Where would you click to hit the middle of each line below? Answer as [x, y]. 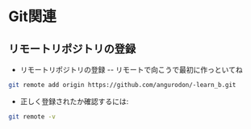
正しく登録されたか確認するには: [74, 101]
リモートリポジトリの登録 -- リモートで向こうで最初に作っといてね [132, 70]
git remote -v [32, 117]
